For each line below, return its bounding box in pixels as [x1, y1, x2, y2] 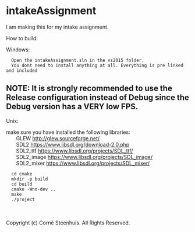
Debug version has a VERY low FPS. [6, 102, 139, 112]
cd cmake [11, 171, 33, 176]
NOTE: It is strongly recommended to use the [6, 84, 173, 94]
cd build [11, 181, 33, 187]
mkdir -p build [11, 176, 48, 182]
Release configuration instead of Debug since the [6, 92, 189, 103]
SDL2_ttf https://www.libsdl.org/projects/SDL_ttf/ [16, 147, 133, 154]
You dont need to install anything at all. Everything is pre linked [11, 63, 183, 68]
